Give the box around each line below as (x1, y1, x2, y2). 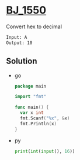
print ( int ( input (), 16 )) (14, 148, 75, 154)
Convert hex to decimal (6, 23, 62, 30)
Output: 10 (6, 39, 33, 46)
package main (14, 83, 47, 89)
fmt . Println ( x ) (20, 121, 57, 126)
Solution (6, 56, 37, 66)
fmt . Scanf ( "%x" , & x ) (20, 115, 70, 121)
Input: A (6, 34, 27, 40)
